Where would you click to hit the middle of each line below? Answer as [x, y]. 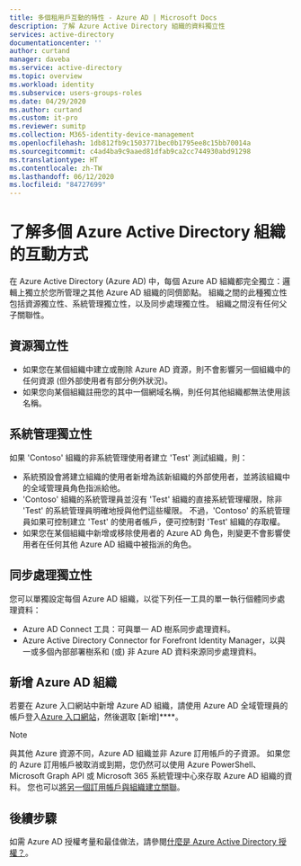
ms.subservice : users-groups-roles [76, 93]
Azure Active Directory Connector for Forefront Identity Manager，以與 [154, 640]
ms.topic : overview [46, 76]
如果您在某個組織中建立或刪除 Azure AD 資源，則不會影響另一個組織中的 [156, 369]
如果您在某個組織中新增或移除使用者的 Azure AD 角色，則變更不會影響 [152, 532]
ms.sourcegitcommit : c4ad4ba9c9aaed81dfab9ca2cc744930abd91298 [130, 151]
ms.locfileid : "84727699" [58, 185]
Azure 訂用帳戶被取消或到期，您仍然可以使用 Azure [114, 764]
